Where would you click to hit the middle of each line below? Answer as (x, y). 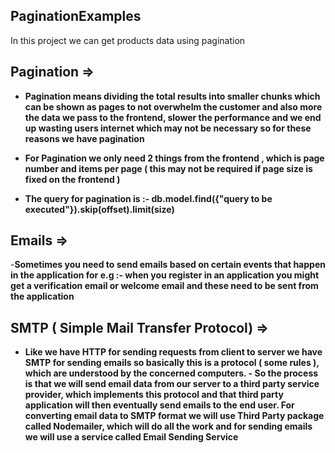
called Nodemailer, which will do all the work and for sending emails (168, 426)
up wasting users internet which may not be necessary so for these (168, 128)
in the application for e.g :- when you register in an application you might (165, 275)
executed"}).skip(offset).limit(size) (99, 209)
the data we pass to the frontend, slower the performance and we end (173, 117)
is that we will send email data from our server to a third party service (172, 384)
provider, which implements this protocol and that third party (154, 395)
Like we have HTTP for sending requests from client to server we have (173, 352)
